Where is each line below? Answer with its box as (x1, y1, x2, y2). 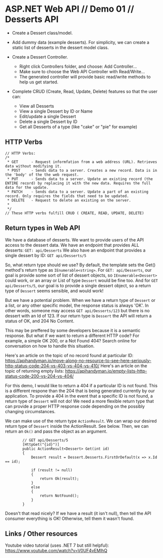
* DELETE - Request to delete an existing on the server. (7, 198, 131, 203)
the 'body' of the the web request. (5, 172, 79, 177)
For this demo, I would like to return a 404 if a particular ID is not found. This (5, 382, 158, 388)
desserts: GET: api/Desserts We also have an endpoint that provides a (5, 247, 146, 253)
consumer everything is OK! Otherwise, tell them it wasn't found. (5, 516, 134, 521)
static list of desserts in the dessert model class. (12, 44, 109, 50)
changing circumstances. (5, 408, 56, 414)
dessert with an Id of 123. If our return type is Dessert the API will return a (5, 313, 152, 319)
